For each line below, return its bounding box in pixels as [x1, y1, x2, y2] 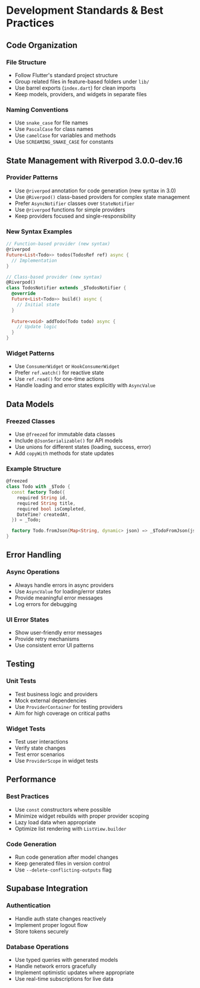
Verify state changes [14, 745, 66, 752]
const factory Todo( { [11, 490, 65, 495]
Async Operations [6, 568, 60, 576]
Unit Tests [6, 677, 37, 685]
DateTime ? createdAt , [17, 512, 70, 518]
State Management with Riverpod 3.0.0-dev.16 [6, 155, 183, 166]
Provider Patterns [6, 173, 58, 182]
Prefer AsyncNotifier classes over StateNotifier [14, 200, 135, 207]
